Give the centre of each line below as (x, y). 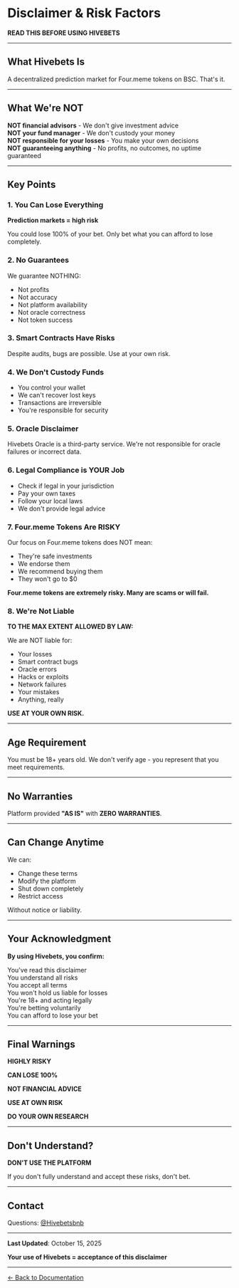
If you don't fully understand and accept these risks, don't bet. (99, 1177)
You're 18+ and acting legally (50, 1000)
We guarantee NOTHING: (44, 276)
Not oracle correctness (52, 312)
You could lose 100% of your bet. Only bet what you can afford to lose (110, 234)
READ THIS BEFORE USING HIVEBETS (64, 33)
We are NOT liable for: (40, 640)
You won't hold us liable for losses (58, 993)
